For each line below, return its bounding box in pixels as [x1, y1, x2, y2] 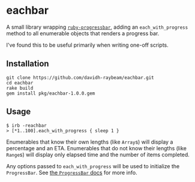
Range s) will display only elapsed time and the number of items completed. [6, 151, 190, 158]
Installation [6, 59, 49, 69]
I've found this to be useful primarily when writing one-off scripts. [6, 41, 169, 48]
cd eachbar [6, 80, 34, 86]
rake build [6, 85, 34, 91]
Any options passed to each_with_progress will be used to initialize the [6, 162, 180, 169]
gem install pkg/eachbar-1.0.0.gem [6, 90, 95, 96]
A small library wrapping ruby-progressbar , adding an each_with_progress [6, 23, 188, 31]
